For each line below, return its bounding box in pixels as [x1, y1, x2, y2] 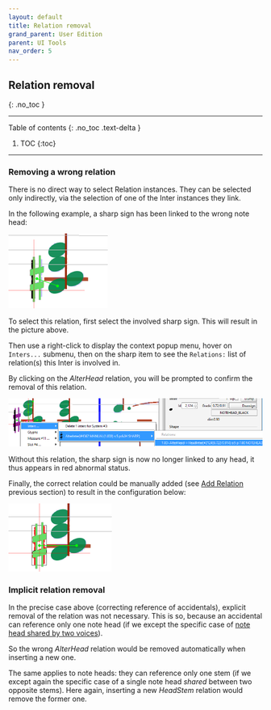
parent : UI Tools [8, 39, 67, 47]
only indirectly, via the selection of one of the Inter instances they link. [8, 193, 241, 203]
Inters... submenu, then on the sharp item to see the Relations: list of [8, 349, 247, 359]
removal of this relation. [8, 382, 87, 392]
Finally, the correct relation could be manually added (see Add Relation [8, 479, 244, 488]
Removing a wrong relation [8, 166, 116, 177]
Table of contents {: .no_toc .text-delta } [8, 122, 141, 133]
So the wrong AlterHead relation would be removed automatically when [8, 644, 246, 654]
